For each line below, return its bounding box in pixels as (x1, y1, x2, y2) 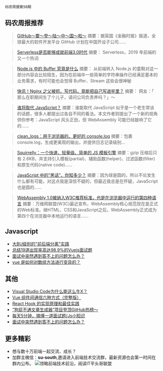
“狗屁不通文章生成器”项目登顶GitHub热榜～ (12, 307, 98, 313)
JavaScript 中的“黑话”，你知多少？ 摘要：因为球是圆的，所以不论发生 (17, 172, 156, 178)
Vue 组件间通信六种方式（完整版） (12, 295, 81, 300)
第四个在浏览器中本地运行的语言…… (17, 213, 89, 219)
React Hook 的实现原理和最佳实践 (12, 301, 80, 307)
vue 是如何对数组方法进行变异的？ (12, 259, 81, 265)
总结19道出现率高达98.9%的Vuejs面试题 (12, 247, 92, 253)
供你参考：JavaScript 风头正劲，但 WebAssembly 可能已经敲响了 (17, 116, 147, 123)
